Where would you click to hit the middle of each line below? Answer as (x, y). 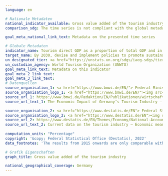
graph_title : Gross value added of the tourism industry (66, 157)
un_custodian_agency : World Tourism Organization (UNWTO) (67, 65)
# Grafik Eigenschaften (30, 152)
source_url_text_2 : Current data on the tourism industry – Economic (79, 125)
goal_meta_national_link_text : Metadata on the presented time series (80, 37)
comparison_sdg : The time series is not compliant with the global (77, 28)
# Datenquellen (21, 83)
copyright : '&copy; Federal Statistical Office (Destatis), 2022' (76, 138)
